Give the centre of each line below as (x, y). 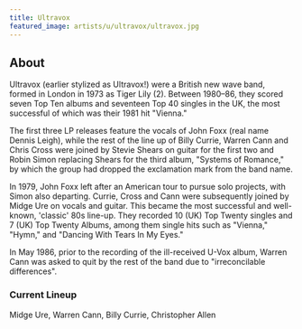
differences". (33, 271)
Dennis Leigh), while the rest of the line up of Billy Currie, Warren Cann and (149, 140)
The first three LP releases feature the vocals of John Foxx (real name (139, 131)
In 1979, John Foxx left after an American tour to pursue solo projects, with (147, 187)
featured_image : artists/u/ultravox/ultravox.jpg (105, 26)
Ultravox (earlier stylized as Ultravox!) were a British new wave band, (137, 85)
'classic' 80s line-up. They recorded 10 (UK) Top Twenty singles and (165, 216)
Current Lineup (43, 295)
